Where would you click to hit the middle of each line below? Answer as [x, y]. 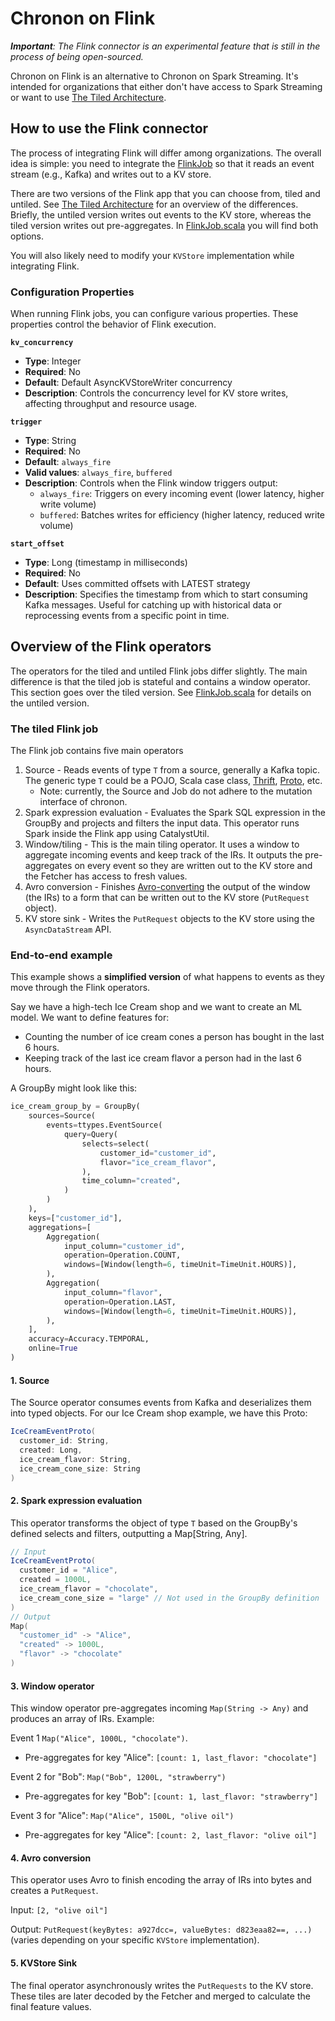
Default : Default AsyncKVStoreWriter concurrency [128, 383]
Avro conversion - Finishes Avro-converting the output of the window [167, 887]
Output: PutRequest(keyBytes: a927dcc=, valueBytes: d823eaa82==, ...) [161, 1929]
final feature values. [51, 2006]
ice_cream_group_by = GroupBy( [75, 1107]
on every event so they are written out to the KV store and [193, 866]
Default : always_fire [68, 462]
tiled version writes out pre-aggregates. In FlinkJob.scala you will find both [164, 225]
